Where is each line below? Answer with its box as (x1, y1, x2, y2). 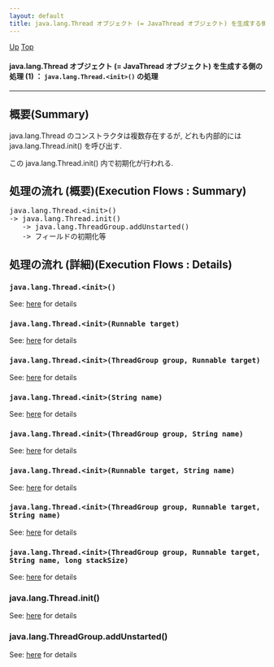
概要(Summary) (9, 107, 89, 122)
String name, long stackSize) (9, 556, 129, 565)
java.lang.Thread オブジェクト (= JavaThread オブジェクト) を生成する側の (9, 62, 263, 71)
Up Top (9, 41, 34, 51)
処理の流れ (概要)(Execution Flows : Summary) (9, 184, 247, 197)
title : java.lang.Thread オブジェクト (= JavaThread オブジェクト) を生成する (9, 19, 262, 28)
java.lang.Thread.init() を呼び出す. (9, 141, 123, 150)
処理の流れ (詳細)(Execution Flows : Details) (9, 258, 233, 271)
